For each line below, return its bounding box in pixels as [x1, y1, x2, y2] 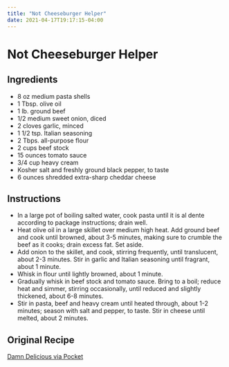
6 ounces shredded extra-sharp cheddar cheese [17, 173, 156, 181]
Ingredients [7, 74, 58, 86]
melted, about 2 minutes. [17, 314, 89, 322]
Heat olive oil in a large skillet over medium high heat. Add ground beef [17, 226, 220, 234]
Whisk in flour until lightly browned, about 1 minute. [17, 270, 163, 279]
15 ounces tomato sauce [17, 151, 87, 159]
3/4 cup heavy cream [17, 158, 79, 167]
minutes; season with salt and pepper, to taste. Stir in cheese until [17, 307, 205, 315]
